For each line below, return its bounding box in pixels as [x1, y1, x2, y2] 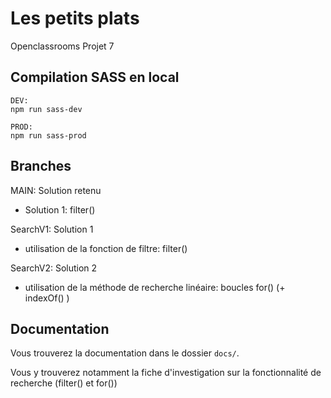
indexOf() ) [24, 292, 70, 304]
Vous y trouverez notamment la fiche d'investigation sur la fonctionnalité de [10, 367, 322, 379]
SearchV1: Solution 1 [10, 223, 94, 235]
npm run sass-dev [10, 104, 83, 114]
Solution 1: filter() [24, 203, 96, 216]
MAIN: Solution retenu [10, 184, 102, 196]
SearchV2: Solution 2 [10, 262, 98, 274]
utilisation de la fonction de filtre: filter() [24, 242, 188, 254]
